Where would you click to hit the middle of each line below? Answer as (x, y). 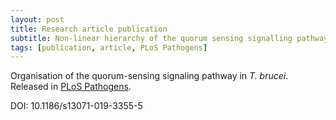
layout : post (37, 19)
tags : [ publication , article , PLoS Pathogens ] (109, 47)
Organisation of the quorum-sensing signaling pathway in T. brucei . (149, 76)
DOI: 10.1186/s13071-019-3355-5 (76, 106)
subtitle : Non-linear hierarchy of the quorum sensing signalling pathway (169, 38)
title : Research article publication (89, 29)
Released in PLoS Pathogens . (71, 87)
